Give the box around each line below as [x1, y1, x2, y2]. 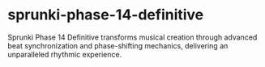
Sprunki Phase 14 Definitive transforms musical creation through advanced [7, 32, 258, 42]
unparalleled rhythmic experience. [7, 49, 122, 59]
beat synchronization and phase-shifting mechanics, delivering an [7, 40, 229, 50]
